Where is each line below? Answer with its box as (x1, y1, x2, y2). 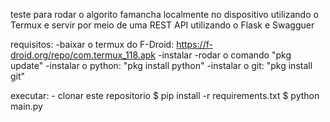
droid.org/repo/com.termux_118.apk (10, 49, 157, 61)
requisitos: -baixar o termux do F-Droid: (10, 39, 175, 50)
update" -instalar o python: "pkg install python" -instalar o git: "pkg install (10, 60, 313, 71)
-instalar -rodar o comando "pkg (157, 49, 292, 61)
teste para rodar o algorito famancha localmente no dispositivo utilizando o (10, 9, 319, 20)
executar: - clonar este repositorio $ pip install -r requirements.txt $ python (10, 90, 320, 101)
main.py (10, 100, 43, 112)
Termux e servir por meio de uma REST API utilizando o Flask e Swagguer (10, 19, 315, 31)
